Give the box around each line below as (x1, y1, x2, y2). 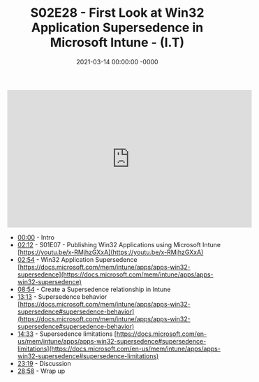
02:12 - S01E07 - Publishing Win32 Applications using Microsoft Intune (17, 240, 221, 249)
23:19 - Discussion (17, 359, 71, 367)
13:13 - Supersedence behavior (17, 292, 108, 301)
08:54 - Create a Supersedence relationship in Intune (17, 285, 171, 293)
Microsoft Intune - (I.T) (50, 35, 185, 50)
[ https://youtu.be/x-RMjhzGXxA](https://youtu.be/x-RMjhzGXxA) (17, 248, 204, 256)
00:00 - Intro (17, 233, 54, 242)
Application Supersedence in (31, 20, 204, 36)
